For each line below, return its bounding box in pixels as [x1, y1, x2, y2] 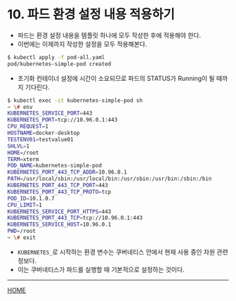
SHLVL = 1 [7, 142, 30, 150]
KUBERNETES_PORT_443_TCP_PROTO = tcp [7, 188, 112, 196]
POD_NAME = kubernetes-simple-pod [7, 162, 102, 169]
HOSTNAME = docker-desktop [7, 129, 80, 137]
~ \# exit [7, 234, 37, 241]
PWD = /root [7, 228, 37, 235]
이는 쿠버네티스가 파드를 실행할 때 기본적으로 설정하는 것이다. [17, 265, 185, 274]
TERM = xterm [7, 155, 39, 162]
